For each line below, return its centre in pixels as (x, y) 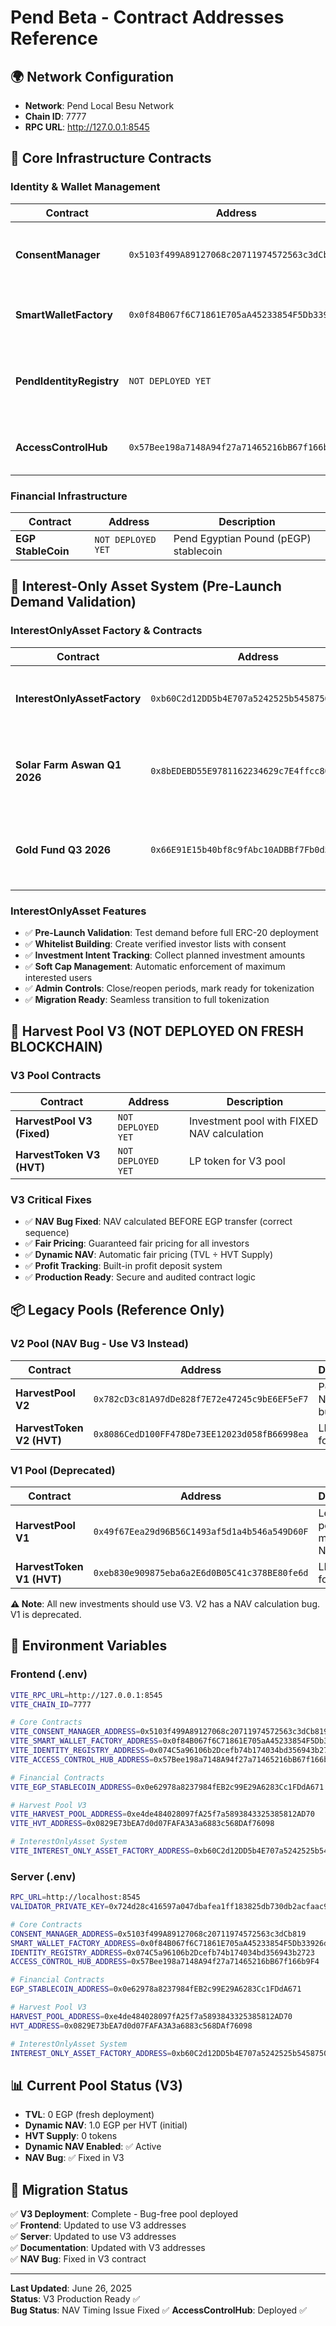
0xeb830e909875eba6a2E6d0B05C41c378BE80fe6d (201, 1572)
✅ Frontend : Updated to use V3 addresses (98, 2225)
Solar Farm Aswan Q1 (68, 764)
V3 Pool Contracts (56, 1076)
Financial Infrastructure (69, 496)
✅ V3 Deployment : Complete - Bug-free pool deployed (124, 2214)
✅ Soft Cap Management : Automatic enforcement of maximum (155, 966)
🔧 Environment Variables (89, 1646)
